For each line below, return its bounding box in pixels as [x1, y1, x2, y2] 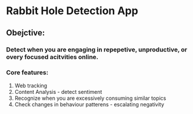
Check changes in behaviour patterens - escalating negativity [14, 100, 165, 108]
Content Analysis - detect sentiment [14, 88, 102, 95]
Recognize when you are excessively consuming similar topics [14, 95, 167, 102]
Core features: [6, 69, 49, 77]
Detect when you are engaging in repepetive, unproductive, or [6, 45, 187, 54]
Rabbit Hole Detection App [6, 4, 138, 18]
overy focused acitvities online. [6, 53, 99, 61]
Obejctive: [6, 28, 45, 38]
